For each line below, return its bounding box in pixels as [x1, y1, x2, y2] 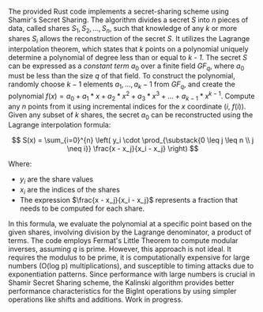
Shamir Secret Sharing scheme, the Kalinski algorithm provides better [8, 278, 235, 287]
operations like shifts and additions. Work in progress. [8, 295, 183, 304]
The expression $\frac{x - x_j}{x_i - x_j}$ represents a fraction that [19, 196, 239, 205]
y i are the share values [19, 174, 93, 186]
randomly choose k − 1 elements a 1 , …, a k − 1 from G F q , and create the [8, 79, 235, 91]
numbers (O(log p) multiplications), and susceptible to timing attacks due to [8, 261, 254, 271]
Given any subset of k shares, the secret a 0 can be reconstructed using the [8, 110, 254, 121]
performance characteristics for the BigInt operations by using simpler [8, 287, 237, 296]
